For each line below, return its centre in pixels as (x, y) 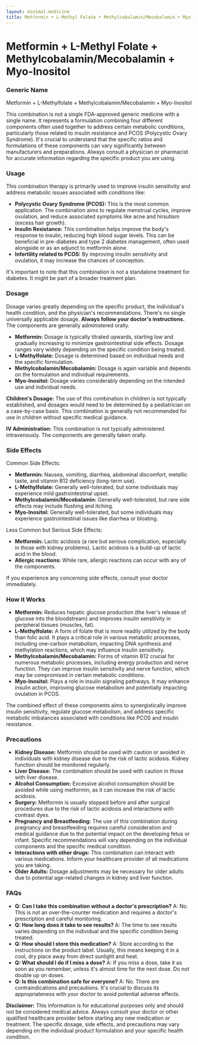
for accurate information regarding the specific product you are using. (91, 158)
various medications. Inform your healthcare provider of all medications (101, 859)
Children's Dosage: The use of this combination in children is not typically (96, 398)
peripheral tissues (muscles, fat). (55, 625)
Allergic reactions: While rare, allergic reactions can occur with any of (100, 560)
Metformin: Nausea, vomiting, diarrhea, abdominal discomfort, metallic (101, 474)
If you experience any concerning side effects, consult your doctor (87, 578)
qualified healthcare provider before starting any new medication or (88, 1018)
